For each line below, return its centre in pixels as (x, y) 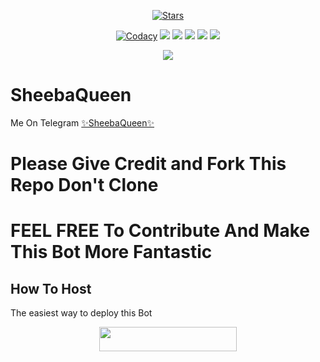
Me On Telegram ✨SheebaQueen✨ (82, 122)
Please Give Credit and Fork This (148, 164)
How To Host (51, 288)
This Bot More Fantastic (111, 252)
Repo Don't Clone (84, 185)
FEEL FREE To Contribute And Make (160, 231)
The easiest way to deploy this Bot (81, 313)
